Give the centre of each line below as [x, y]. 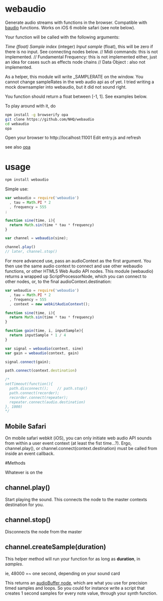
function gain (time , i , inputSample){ [44, 331]
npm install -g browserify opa [37, 115]
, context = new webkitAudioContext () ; [50, 304]
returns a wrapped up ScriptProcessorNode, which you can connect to [76, 276]
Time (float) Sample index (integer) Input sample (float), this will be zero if [79, 46]
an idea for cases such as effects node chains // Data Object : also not [75, 62]
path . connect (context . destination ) [41, 371]
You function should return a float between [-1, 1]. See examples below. [76, 96]
